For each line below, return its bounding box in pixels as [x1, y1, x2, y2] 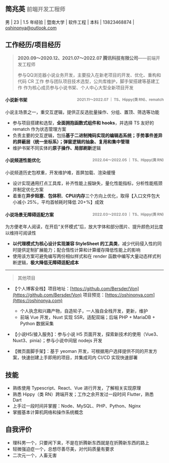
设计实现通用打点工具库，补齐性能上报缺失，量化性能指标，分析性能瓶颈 [12, 180, 162, 186]
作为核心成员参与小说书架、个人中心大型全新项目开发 [23, 85, 134, 91]
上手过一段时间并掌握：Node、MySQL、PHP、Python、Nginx [12, 403, 141, 409]
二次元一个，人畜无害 [12, 452, 57, 458]
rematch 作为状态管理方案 [12, 126, 66, 132]
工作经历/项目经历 [5, 41, 61, 49]
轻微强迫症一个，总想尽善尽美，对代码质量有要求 [12, 446, 114, 452]
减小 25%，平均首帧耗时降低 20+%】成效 [17, 199, 104, 205]
